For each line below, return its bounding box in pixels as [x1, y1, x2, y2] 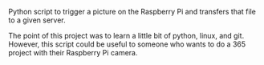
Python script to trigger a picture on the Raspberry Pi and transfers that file [8, 7, 257, 16]
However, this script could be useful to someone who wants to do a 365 [8, 39, 246, 49]
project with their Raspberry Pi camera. [8, 48, 138, 57]
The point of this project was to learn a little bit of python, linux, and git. [8, 31, 245, 40]
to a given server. [8, 15, 66, 25]
